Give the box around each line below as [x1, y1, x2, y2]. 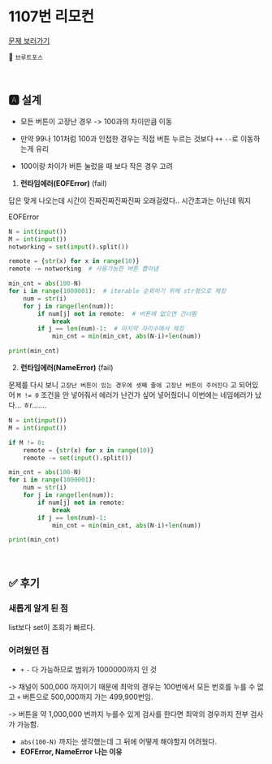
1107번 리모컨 [8, 7, 95, 26]
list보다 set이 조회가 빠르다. [8, 622, 96, 632]
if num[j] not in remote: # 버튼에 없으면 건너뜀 [37, 309, 197, 317]
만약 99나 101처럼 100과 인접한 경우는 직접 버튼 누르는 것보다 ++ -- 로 [19, 133, 239, 143]
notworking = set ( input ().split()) [8, 243, 129, 251]
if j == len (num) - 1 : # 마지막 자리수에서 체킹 [37, 325, 184, 333]
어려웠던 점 [8, 645, 50, 656]
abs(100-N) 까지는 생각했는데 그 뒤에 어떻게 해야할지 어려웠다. [19, 736, 218, 747]
